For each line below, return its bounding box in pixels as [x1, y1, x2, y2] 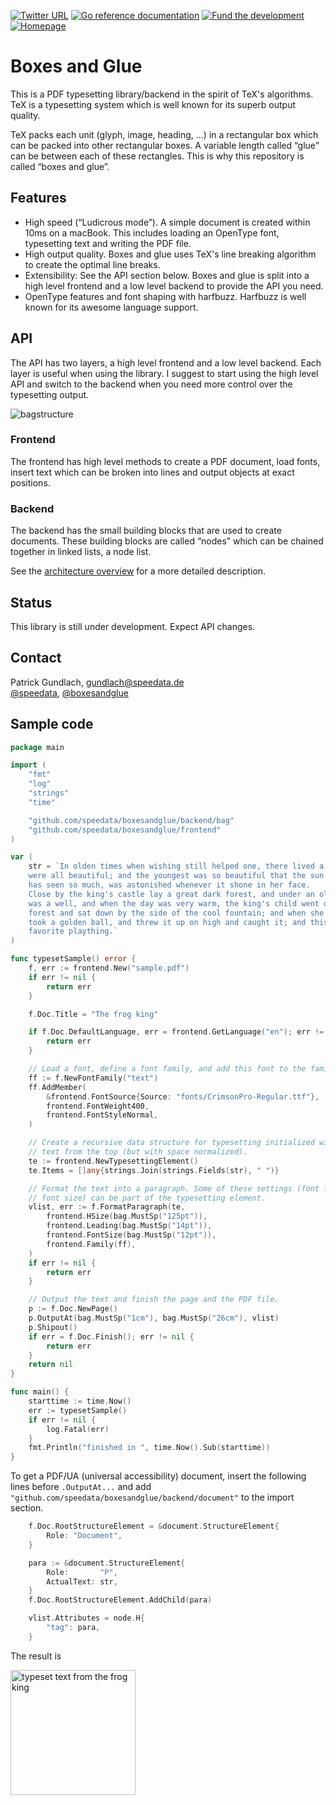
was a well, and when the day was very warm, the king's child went [28, 898, 320, 909]
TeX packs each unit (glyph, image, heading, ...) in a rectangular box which [10, 128, 319, 140]
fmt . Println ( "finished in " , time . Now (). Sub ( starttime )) [28, 1443, 271, 1453]
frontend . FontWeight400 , [46, 1101, 150, 1111]
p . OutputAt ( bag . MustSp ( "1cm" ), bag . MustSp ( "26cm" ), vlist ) [28, 1313, 280, 1324]
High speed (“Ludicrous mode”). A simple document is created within [24, 216, 311, 228]
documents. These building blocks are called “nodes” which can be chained [10, 535, 324, 547]
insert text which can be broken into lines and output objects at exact [10, 466, 295, 478]
